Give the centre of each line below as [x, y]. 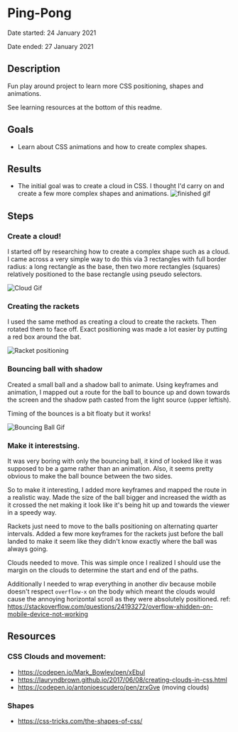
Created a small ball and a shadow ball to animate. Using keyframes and [113, 384]
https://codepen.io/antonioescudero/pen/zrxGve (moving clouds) [113, 687]
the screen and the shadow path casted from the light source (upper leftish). [119, 400]
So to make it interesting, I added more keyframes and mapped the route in [117, 490]
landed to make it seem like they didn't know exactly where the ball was [112, 541]
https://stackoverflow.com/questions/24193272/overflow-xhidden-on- [110, 606]
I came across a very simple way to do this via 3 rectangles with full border [117, 259]
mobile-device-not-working [48, 614]
